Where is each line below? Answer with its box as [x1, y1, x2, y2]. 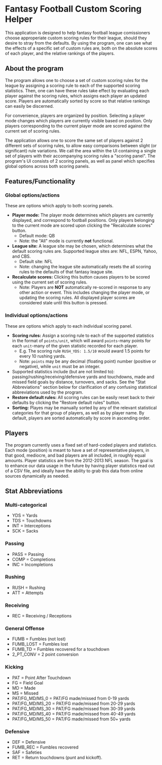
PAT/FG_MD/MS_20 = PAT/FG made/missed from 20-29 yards [12, 700, 135, 706]
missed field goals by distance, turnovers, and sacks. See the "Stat [12, 379, 146, 384]
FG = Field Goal [12, 680, 44, 685]
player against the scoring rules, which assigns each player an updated [5, 93, 147, 99]
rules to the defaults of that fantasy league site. [19, 269, 114, 275]
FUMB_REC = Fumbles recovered [12, 744, 79, 750]
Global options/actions [5, 192, 60, 199]
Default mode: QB [19, 233, 55, 239]
